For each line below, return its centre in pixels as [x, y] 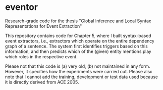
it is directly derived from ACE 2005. [42, 82]
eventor [22, 7]
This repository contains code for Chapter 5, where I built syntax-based [78, 36]
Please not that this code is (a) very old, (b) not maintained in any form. [78, 66]
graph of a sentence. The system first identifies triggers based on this [76, 46]
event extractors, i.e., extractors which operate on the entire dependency [80, 41]
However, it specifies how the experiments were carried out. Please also [79, 71]
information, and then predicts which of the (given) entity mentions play [78, 51]
